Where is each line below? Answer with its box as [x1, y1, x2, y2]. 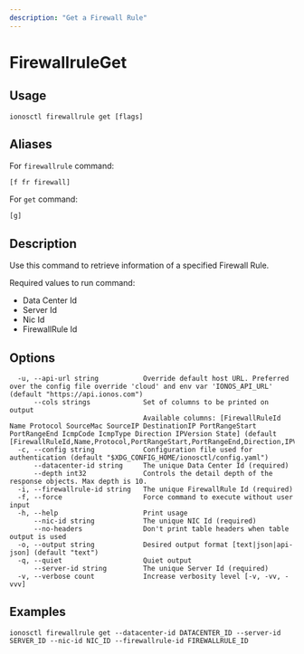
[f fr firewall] [9, 178, 71, 187]
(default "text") [33, 548, 100, 557]
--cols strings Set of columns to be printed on [33, 398, 270, 407]
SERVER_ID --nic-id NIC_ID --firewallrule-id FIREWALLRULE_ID [9, 636, 249, 645]
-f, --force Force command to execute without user [17, 493, 294, 502]
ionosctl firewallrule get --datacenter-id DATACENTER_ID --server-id [9, 628, 281, 638]
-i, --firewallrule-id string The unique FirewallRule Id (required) [17, 485, 294, 494]
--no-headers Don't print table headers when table [33, 525, 290, 534]
